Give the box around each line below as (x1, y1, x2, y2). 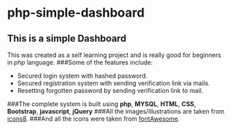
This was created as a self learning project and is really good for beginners (7, 51, 222, 59)
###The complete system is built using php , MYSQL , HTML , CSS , (7, 100, 196, 108)
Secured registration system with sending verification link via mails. (17, 79, 210, 87)
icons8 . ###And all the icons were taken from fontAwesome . (7, 114, 180, 123)
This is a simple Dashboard (7, 33, 127, 44)
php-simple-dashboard (7, 5, 145, 21)
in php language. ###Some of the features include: (7, 58, 153, 67)
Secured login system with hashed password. (17, 71, 148, 80)
